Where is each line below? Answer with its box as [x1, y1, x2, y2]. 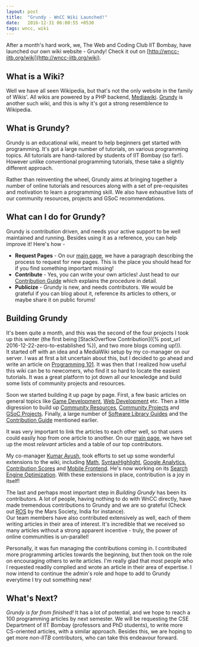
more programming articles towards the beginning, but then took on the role [6, 551, 192, 558]
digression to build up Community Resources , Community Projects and [6, 403, 179, 411]
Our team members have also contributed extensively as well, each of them [6, 514, 191, 521]
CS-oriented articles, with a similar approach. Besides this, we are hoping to [6, 628, 192, 635]
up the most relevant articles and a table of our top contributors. [6, 440, 163, 447]
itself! [6, 477, 20, 484]
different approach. [6, 164, 53, 171]
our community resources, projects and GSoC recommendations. [6, 194, 166, 202]
